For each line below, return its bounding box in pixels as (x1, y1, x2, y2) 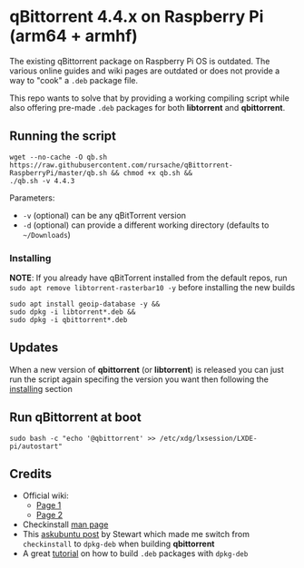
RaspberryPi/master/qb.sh (9, 168, 107, 178)
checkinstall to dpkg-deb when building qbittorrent (22, 538, 215, 550)
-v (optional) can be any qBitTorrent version (22, 210, 187, 220)
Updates (9, 340, 59, 356)
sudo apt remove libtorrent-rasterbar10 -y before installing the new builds (9, 282, 296, 293)
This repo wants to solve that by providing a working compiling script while (9, 93, 290, 103)
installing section (9, 383, 73, 394)
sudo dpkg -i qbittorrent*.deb (9, 316, 128, 325)
